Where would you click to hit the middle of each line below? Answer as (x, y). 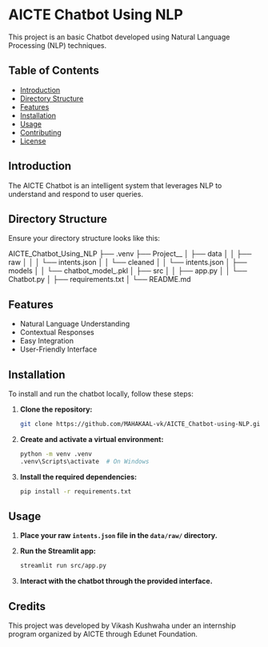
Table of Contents (54, 71)
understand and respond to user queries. (76, 194)
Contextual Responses (57, 332)
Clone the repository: (56, 409)
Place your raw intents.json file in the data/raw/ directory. (118, 536)
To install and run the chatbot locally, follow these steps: (101, 394)
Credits (27, 606)
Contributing (40, 132)
